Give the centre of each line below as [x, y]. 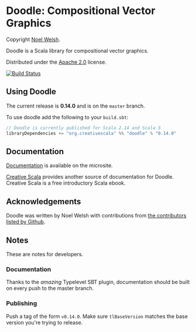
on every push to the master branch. [50, 288]
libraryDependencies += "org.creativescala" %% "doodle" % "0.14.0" [91, 133]
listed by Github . [26, 222]
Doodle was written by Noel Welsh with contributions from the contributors [96, 216]
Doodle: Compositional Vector [81, 11]
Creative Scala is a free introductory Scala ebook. [66, 183]
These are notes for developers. [45, 254]
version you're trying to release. [44, 322]
